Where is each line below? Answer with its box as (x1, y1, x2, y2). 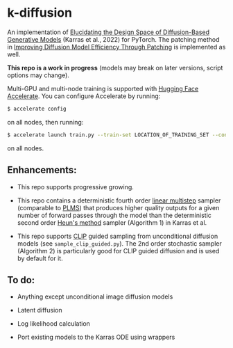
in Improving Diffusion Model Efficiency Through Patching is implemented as (7, 42, 226, 51)
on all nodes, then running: (7, 118, 84, 126)
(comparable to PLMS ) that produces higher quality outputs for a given (17, 203, 220, 212)
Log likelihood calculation (17, 319, 90, 328)
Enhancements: (7, 164, 78, 176)
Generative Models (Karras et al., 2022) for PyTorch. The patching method (7, 35, 220, 43)
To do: (7, 274, 35, 286)
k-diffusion (7, 5, 73, 21)
